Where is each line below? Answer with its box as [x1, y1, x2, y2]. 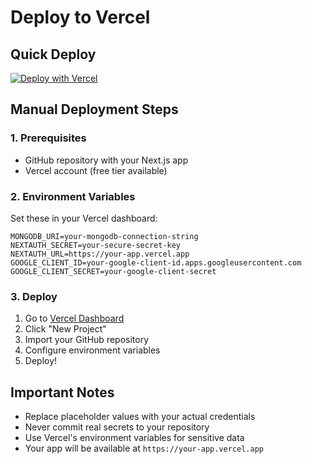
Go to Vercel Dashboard [24, 312, 125, 325]
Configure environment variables [24, 344, 161, 356]
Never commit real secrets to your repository [24, 421, 210, 433]
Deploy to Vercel [10, 6, 151, 29]
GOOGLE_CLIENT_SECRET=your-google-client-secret [10, 266, 217, 276]
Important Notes [10, 384, 115, 401]
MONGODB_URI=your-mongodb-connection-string [10, 231, 199, 241]
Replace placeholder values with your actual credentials [24, 411, 256, 423]
